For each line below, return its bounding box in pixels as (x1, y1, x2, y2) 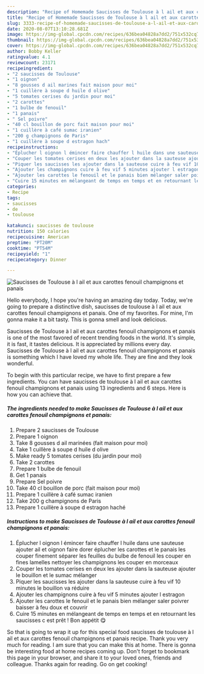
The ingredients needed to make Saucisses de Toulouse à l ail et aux (7, 404, 183, 412)
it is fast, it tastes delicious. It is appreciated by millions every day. (7, 341, 172, 348)
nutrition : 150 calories (7, 229, 70, 235)
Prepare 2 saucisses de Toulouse (15, 427, 99, 434)
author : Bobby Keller (7, 48, 62, 55)
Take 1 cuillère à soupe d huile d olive (15, 446, 109, 453)
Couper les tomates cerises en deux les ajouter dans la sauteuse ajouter (15, 565, 196, 573)
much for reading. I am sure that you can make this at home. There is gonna (7, 641, 196, 649)
